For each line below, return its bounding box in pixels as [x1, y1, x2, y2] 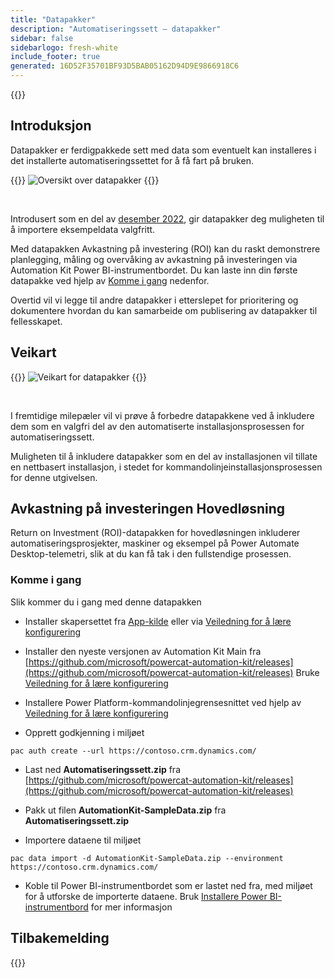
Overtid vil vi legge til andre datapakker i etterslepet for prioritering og [10, 294, 299, 306]
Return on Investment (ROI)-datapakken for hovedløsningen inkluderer [10, 527, 301, 539]
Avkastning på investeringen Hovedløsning [10, 501, 286, 518]
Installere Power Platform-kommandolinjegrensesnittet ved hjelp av [24, 696, 302, 708]
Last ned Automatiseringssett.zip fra [24, 763, 182, 775]
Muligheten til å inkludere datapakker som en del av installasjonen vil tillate [10, 450, 318, 462]
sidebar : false [10, 33, 74, 43]
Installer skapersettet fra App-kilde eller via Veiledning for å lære [24, 615, 292, 627]
